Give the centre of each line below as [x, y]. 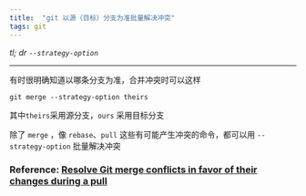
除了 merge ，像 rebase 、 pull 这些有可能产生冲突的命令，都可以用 [133, 134]
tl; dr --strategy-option [54, 52]
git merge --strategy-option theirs [79, 97]
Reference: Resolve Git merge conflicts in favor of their [133, 170]
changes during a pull [58, 181]
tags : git [28, 26]
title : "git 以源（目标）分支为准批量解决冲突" [92, 18]
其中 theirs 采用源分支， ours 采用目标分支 [87, 115]
